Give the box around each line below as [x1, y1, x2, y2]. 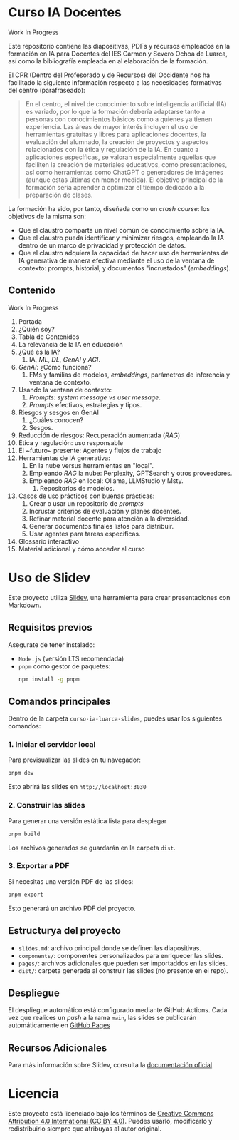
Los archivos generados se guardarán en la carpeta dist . [8, 843, 176, 852]
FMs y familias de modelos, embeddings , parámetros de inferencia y [28, 370, 230, 379]
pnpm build [8, 830, 41, 838]
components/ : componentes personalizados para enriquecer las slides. [18, 951, 223, 960]
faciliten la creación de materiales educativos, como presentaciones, [25, 160, 227, 168]
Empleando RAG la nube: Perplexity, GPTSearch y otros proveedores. [28, 469, 233, 477]
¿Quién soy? [18, 325, 55, 333]
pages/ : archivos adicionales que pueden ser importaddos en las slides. [18, 959, 228, 967]
